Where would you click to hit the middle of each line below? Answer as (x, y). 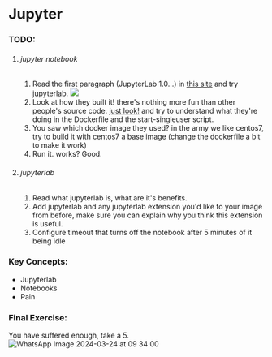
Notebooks (39, 288)
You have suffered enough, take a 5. (69, 335)
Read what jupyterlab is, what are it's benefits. (110, 198)
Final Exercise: (38, 317)
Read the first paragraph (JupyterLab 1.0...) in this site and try (135, 84)
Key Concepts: (38, 262)
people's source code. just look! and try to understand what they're (145, 111)
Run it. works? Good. (67, 154)
